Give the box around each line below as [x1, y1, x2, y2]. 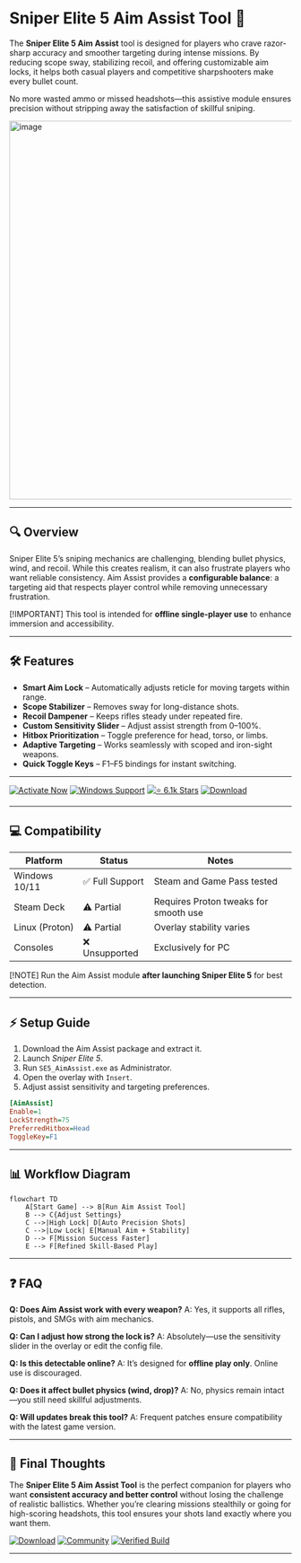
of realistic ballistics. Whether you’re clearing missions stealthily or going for [9, 1498, 291, 1509]
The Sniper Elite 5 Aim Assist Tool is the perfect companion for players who [9, 1480, 291, 1490]
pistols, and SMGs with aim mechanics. [9, 1314, 154, 1324]
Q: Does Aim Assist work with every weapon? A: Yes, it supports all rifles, [9, 1305, 285, 1315]
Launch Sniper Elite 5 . [21, 1053, 103, 1064]
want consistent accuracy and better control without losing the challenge [9, 1489, 284, 1499]
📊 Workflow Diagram [9, 1166, 132, 1182]
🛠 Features [9, 654, 74, 669]
